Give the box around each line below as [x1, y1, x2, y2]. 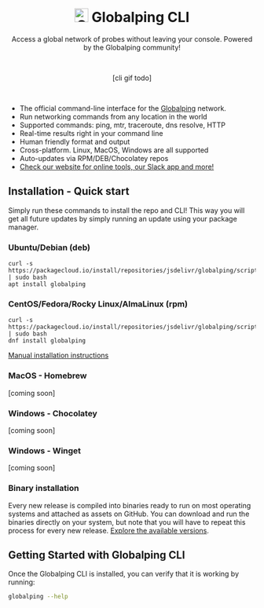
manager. [8, 222, 39, 232]
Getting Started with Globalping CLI [8, 548, 185, 562]
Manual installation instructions [8, 350, 109, 361]
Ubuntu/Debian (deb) [8, 242, 90, 253]
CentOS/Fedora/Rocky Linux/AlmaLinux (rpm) [8, 299, 189, 309]
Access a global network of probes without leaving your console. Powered [11, 34, 253, 43]
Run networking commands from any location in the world [19, 112, 207, 121]
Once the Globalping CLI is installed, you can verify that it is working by [8, 570, 240, 579]
